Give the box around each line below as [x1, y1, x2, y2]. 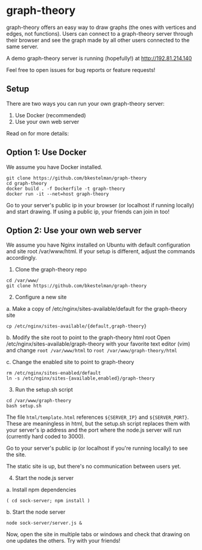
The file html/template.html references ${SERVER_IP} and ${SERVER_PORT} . [6, 413, 189, 421]
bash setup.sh [6, 403, 42, 409]
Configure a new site [14, 294, 68, 301]
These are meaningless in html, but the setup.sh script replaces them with [6, 420, 190, 427]
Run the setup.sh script [14, 386, 74, 393]
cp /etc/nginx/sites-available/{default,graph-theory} [6, 323, 147, 329]
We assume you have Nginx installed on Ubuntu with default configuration [6, 241, 191, 248]
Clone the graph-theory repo [14, 266, 87, 273]
